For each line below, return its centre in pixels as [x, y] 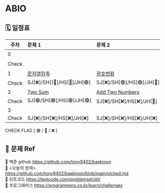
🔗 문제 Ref [20, 149]
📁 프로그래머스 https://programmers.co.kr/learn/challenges [64, 185]
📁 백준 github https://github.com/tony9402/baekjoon [58, 162]
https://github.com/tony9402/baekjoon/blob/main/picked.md [67, 173]
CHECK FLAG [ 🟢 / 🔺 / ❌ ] [31, 131]
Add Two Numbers [118, 92]
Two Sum [38, 92]
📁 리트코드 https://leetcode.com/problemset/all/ [53, 179]
